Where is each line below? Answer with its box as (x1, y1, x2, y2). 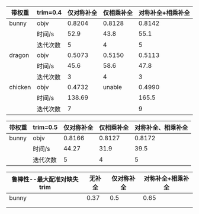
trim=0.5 (33, 123, 58, 131)
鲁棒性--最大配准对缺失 (11, 175, 79, 183)
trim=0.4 (36, 8, 62, 17)
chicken (9, 83, 31, 91)
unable (102, 83, 123, 91)
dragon (9, 51, 30, 59)
